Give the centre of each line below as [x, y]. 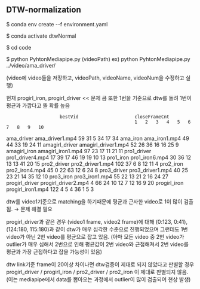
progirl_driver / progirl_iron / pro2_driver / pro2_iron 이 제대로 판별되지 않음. [97, 272]
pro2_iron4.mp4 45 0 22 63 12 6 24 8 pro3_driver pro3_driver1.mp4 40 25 [97, 170]
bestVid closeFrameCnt [114, 117]
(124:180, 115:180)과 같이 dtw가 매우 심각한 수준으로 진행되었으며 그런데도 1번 [97, 229]
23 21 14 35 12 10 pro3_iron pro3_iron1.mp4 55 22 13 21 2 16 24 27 [87, 177]
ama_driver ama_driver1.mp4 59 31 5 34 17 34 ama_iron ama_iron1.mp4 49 [98, 138]
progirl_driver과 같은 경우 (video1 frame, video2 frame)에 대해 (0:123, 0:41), [97, 221]
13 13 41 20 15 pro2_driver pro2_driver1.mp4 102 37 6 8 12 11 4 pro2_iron [95, 163]
